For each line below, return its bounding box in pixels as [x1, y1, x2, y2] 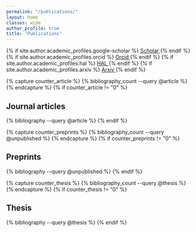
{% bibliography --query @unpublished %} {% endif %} [6, 168, 143, 175]
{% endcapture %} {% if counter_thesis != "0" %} [6, 186, 127, 193]
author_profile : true [6, 25, 60, 32]
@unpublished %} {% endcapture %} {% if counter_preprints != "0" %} [6, 134, 180, 142]
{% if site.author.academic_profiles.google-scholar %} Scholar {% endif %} [6, 47, 191, 54]
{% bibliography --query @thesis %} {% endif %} [6, 218, 127, 226]
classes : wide [6, 20, 41, 26]
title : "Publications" [6, 31, 62, 37]
